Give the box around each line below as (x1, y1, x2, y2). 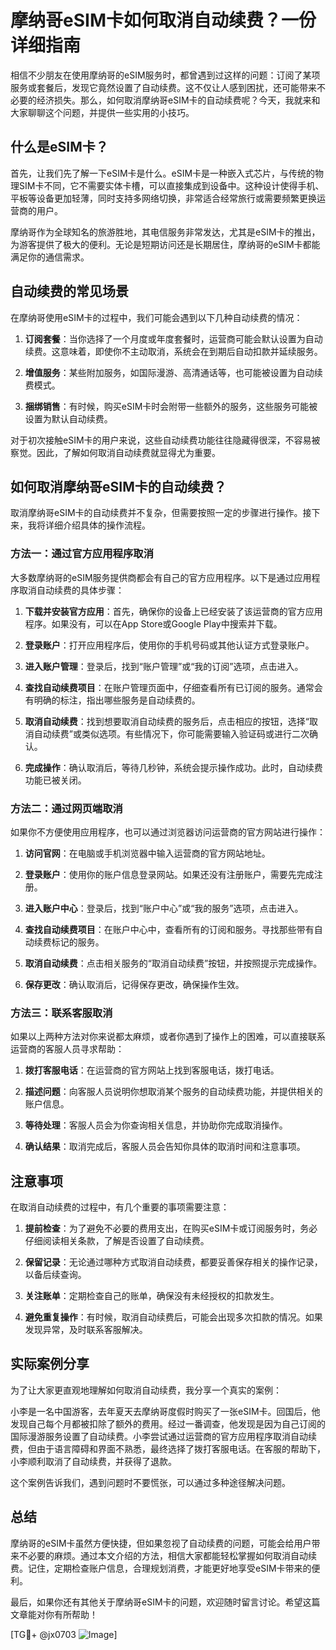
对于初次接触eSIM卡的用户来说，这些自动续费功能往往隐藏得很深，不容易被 (10, 434, 321, 446)
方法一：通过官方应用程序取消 (10, 547, 155, 561)
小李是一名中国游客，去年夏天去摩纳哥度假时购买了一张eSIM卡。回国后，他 (10, 1405, 321, 1417)
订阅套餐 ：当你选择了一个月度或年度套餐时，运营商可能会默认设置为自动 (24, 332, 323, 345)
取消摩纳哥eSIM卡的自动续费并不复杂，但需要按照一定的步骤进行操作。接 (10, 507, 312, 519)
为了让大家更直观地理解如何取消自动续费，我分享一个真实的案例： (10, 1384, 282, 1396)
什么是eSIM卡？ (10, 139, 109, 156)
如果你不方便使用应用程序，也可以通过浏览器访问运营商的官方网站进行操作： (10, 826, 326, 838)
